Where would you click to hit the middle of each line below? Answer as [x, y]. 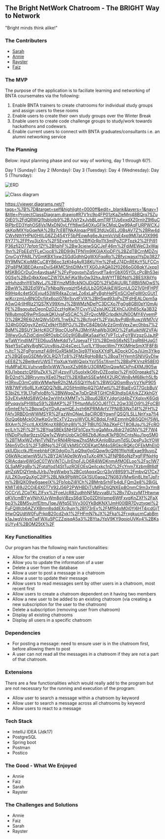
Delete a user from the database [45, 568]
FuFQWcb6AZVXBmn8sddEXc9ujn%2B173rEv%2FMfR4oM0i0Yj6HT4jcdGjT [82, 508]
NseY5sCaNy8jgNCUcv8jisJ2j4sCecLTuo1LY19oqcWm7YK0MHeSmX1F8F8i [82, 346]
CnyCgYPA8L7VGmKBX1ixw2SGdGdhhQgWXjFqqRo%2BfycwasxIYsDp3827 [82, 256]
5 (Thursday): [19, 175]
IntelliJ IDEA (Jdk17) [32, 732]
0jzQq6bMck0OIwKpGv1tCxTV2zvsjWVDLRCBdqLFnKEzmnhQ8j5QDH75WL [82, 419]
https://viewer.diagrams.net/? [35, 204]
